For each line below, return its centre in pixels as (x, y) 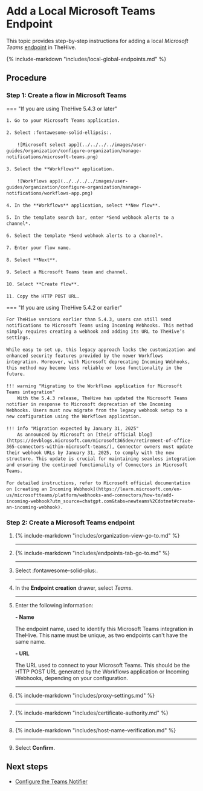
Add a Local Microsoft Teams (81, 11)
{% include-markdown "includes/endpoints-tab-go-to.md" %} (92, 553)
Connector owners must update (155, 447)
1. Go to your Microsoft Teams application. (63, 120)
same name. (31, 641)
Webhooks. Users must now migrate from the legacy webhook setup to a (97, 410)
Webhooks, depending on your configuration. (72, 678)
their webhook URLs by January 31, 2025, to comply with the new (90, 453)
